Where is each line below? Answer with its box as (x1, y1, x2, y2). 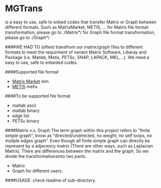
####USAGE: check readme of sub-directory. (5, 177, 97, 183)
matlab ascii (12, 102, 36, 108)
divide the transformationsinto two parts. (5, 153, 86, 159)
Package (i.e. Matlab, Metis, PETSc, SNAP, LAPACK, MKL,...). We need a (5, 54, 149, 60)
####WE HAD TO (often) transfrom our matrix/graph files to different (5, 44, 143, 50)
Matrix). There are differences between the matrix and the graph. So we (5, 148, 149, 154)
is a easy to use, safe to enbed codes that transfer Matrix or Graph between (5, 19, 157, 25)
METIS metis (12, 83, 38, 89)
